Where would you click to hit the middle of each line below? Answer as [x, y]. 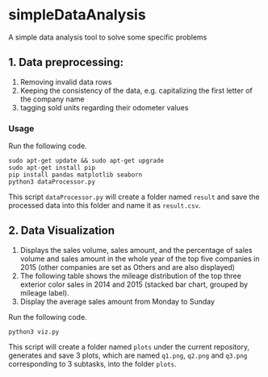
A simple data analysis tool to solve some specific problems [108, 37]
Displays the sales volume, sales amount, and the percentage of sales [136, 250]
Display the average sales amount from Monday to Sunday [117, 301]
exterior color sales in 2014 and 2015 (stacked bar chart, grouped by [134, 284]
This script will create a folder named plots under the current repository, [129, 346]
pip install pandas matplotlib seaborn [75, 175]
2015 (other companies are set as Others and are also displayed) [128, 267]
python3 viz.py [34, 332]
